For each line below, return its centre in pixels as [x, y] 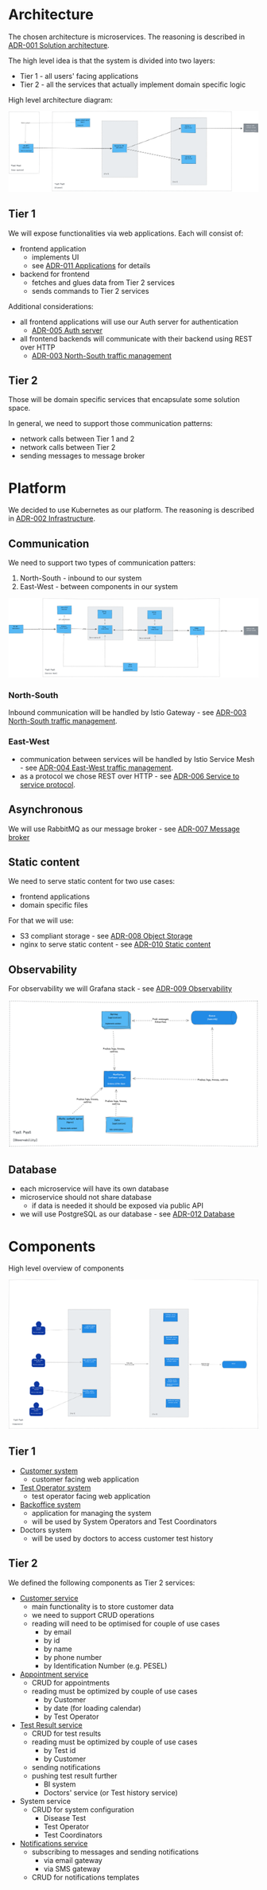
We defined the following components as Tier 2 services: [102, 1583]
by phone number [72, 1657]
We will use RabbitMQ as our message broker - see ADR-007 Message [124, 829]
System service [45, 1801]
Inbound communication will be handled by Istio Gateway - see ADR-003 [128, 713]
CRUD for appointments [70, 1682]
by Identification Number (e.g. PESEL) [105, 1665]
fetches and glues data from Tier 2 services [103, 282]
